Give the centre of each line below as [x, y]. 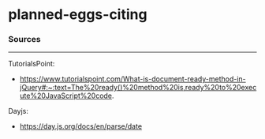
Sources [24, 39]
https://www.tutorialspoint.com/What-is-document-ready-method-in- [132, 79]
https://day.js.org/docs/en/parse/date [81, 126]
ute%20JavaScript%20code [66, 96]
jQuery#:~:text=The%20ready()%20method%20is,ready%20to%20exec [138, 88]
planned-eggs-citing [78, 15]
